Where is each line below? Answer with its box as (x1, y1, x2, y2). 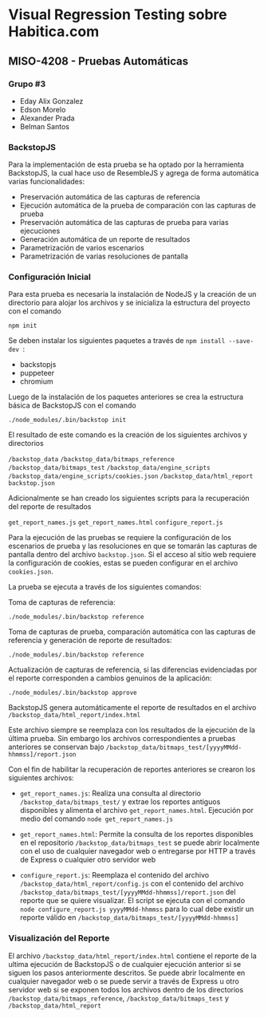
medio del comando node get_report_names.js (19, 814, 174, 823)
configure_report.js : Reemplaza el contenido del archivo (19, 870, 210, 880)
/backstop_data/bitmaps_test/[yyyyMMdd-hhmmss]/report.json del (19, 887, 236, 897)
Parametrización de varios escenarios (19, 243, 145, 253)
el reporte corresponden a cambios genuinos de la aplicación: (8, 673, 212, 683)
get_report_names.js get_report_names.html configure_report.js (8, 519, 223, 527)
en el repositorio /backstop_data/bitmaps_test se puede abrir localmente (19, 838, 260, 847)
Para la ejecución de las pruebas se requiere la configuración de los (8, 533, 231, 543)
